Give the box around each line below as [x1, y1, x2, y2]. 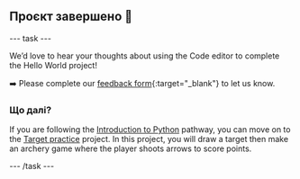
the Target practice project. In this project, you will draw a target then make [9, 134, 289, 145]
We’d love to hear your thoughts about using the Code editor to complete [9, 50, 280, 61]
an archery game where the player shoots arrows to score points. [9, 143, 252, 154]
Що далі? [9, 103, 52, 116]
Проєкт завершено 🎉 [9, 9, 133, 24]
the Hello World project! [9, 59, 97, 70]
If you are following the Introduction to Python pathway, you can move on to [9, 124, 291, 135]
